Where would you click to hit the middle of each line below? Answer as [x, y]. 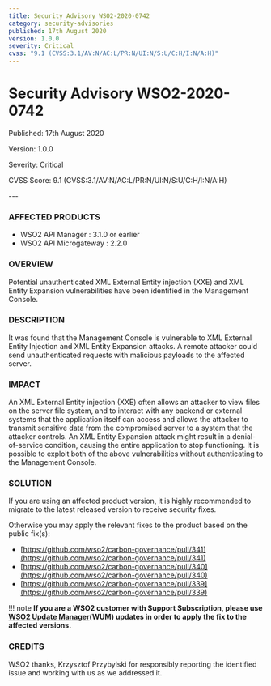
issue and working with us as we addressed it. [85, 672]
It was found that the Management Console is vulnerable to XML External [130, 338]
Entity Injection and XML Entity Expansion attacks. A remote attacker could [133, 346]
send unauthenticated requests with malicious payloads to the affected [127, 355]
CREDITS [26, 646]
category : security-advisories [61, 23]
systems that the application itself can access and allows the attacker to [128, 420]
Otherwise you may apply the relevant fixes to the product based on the [128, 525]
